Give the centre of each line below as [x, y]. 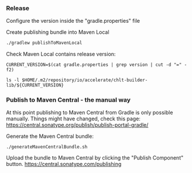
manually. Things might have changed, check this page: [73, 119]
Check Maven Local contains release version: [61, 54]
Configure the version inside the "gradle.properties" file [73, 21]
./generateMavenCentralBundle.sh [47, 147]
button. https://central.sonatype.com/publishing [64, 164]
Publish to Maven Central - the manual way [68, 100]
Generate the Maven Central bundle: [50, 136]
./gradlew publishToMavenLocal [44, 43]
